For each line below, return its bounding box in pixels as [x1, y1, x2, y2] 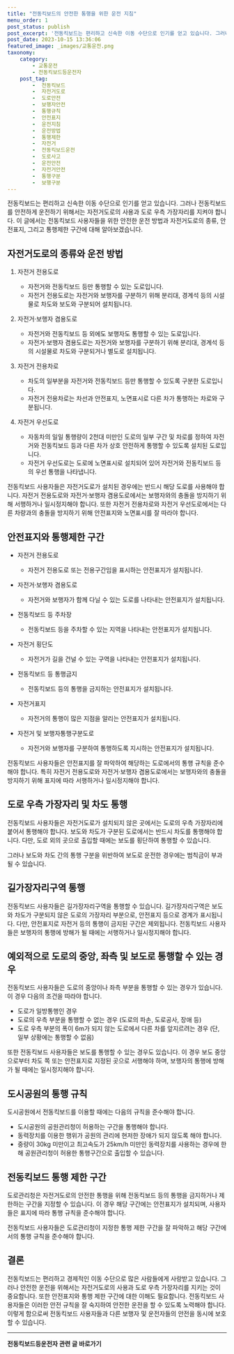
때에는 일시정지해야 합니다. [22, 1065, 95, 1074]
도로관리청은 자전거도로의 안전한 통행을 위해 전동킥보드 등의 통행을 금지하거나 [7, 1191, 218, 1200]
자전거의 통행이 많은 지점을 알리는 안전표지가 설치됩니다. [27, 714, 181, 722]
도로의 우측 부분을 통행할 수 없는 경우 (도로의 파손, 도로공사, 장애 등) [17, 1016, 202, 1024]
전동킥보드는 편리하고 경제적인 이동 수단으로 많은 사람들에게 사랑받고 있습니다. [7, 1274, 219, 1283]
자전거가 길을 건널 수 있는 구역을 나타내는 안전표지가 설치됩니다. [27, 655, 201, 663]
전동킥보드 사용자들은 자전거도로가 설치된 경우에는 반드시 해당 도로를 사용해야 [7, 483, 218, 491]
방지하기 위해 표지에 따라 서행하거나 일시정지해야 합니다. [7, 776, 160, 785]
